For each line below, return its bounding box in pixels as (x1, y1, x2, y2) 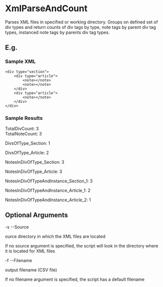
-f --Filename (5, 257, 33, 263)
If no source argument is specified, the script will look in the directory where (5, 243, 159, 249)
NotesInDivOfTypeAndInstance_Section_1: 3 (5, 178, 93, 184)
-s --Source (5, 224, 29, 230)
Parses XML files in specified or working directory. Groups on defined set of (5, 19, 158, 25)
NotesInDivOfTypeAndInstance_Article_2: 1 (5, 197, 91, 203)
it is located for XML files (5, 248, 55, 254)
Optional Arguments (5, 211, 68, 219)
